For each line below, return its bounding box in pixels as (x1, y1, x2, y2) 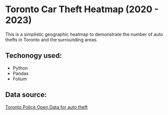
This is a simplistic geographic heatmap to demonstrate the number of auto (5, 31, 163, 37)
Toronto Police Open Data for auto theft (5, 104, 88, 110)
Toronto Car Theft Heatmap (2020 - (5, 4, 159, 15)
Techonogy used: (5, 51, 62, 60)
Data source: (5, 91, 47, 99)
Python (12, 65, 28, 71)
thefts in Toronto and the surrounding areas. (5, 37, 98, 43)
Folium (12, 75, 27, 82)
